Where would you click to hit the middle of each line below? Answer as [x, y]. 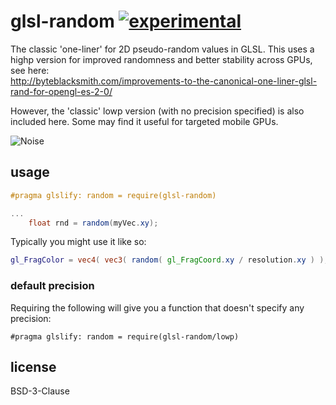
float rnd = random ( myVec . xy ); [93, 223]
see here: [30, 70]
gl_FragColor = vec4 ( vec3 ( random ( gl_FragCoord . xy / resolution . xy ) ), [169, 260]
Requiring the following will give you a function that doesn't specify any [157, 307]
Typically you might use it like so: [78, 242]
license [33, 366]
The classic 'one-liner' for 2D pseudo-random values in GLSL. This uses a [162, 49]
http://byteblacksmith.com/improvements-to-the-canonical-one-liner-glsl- [164, 81]
